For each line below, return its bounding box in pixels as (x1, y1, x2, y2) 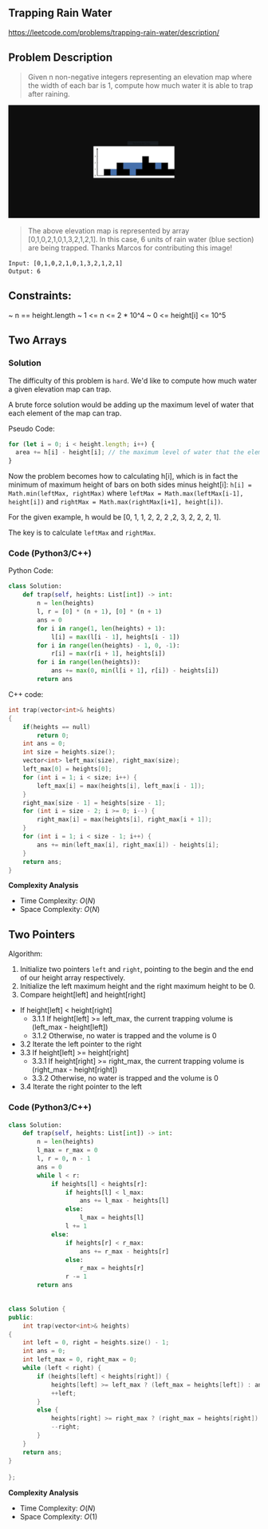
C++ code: (8, 689, 44, 699)
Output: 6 (8, 268, 41, 276)
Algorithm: (8, 949, 42, 958)
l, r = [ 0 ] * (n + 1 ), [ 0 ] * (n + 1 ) (37, 607, 163, 616)
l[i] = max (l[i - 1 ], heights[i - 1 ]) (50, 633, 180, 641)
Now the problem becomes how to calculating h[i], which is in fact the (8, 472, 238, 481)
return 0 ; (37, 731, 69, 739)
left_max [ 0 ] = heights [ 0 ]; (22, 765, 112, 774)
